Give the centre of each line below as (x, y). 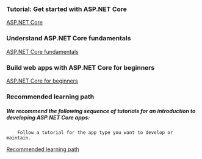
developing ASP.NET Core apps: (48, 117)
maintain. (19, 138)
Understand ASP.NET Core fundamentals (69, 39)
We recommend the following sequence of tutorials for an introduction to (101, 111)
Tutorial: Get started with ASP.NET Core (67, 9)
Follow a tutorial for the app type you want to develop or (95, 132)
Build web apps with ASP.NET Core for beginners (81, 67)
